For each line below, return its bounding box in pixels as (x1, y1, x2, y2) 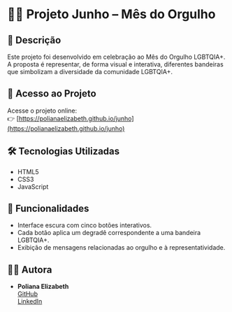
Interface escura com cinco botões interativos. (17, 221, 152, 229)
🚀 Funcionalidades (7, 203, 89, 215)
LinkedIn (17, 297, 43, 306)
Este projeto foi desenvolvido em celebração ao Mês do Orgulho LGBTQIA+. (7, 52, 226, 61)
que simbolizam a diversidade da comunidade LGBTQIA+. (7, 68, 173, 76)
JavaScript (17, 182, 49, 191)
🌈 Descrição (7, 34, 61, 46)
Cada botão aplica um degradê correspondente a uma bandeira (17, 229, 201, 237)
